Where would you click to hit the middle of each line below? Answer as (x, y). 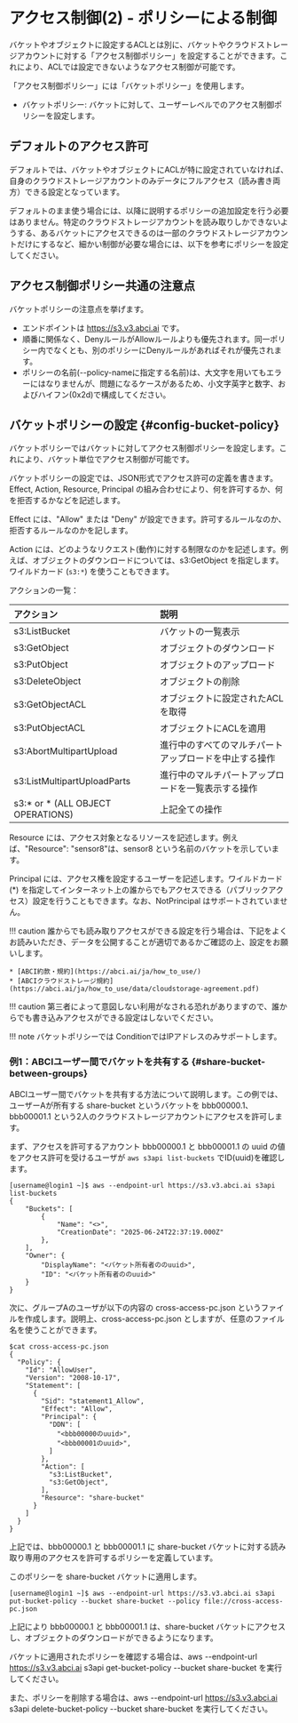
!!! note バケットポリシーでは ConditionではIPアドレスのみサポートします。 (145, 1037)
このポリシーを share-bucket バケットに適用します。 (106, 1576)
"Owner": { (45, 1255)
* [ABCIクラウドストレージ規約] (61, 982)
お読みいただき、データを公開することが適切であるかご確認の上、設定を (141, 942)
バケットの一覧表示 (200, 632)
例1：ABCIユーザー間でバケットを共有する (99, 1062)
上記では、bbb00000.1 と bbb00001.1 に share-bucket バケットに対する (140, 1546)
